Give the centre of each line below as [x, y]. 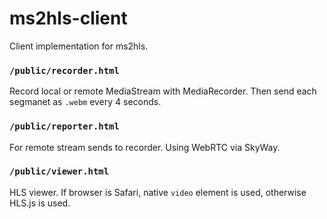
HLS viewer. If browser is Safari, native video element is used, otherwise [158, 192]
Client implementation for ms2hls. [79, 46]
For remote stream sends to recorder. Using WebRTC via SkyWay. [145, 147]
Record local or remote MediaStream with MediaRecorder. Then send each [163, 91]
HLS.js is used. [40, 203]
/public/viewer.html [59, 171]
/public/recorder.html [64, 70]
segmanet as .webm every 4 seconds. [85, 102]
